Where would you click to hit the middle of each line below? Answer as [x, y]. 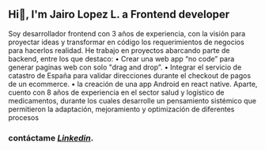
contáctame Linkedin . [51, 137]
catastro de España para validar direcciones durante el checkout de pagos [130, 75]
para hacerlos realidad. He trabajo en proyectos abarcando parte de [119, 50]
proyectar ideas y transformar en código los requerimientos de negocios [127, 42]
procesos [24, 117]
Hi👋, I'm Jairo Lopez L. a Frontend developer [119, 15]
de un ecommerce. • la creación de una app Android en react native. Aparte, [133, 84]
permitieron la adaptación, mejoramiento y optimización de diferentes [121, 109]
